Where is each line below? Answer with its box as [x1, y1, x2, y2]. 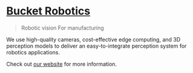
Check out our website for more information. [6, 60, 117, 68]
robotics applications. [6, 48, 61, 56]
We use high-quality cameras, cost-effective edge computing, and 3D [6, 36, 181, 43]
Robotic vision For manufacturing [21, 24, 104, 31]
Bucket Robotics [6, 4, 91, 18]
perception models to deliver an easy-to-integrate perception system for [6, 42, 187, 49]
